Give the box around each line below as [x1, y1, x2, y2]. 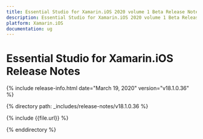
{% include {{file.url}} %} [6, 114, 69, 121]
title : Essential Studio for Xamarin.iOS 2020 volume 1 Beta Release [6, 8, 185, 15]
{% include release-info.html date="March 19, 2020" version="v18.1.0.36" [6, 85, 189, 92]
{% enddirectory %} [6, 126, 56, 134]
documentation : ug [6, 25, 53, 32]
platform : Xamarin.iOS [6, 20, 63, 26]
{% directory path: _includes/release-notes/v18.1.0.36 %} [6, 103, 149, 110]
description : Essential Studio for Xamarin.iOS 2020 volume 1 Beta [6, 15, 180, 21]
